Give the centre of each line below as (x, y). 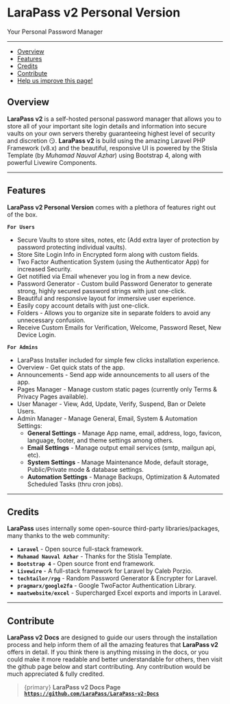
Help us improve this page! (55, 80)
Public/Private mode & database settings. (85, 469)
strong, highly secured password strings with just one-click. (101, 291)
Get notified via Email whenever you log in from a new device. (104, 276)
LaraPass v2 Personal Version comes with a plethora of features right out (112, 207)
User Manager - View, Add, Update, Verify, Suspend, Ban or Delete (111, 404)
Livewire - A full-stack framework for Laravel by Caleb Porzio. (105, 571)
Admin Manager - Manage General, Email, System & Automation (107, 418)
